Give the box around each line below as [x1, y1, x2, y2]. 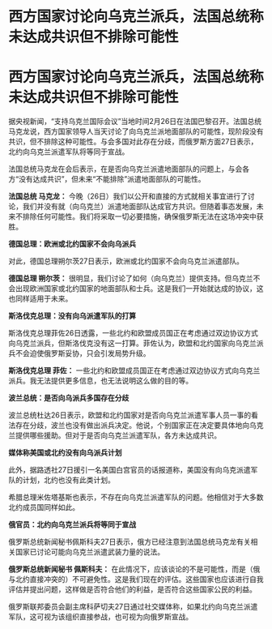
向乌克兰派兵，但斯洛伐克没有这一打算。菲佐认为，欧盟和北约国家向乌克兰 [8, 338, 257, 349]
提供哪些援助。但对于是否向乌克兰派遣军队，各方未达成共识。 [15, 430, 221, 440]
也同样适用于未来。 [8, 293, 73, 304]
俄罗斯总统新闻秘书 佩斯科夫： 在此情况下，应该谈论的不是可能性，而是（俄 [8, 564, 261, 574]
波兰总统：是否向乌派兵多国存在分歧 [8, 393, 130, 403]
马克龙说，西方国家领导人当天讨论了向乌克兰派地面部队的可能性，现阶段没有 [8, 126, 264, 136]
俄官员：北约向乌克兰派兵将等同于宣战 [8, 520, 136, 529]
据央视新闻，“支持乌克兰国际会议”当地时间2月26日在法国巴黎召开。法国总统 [8, 117, 262, 126]
